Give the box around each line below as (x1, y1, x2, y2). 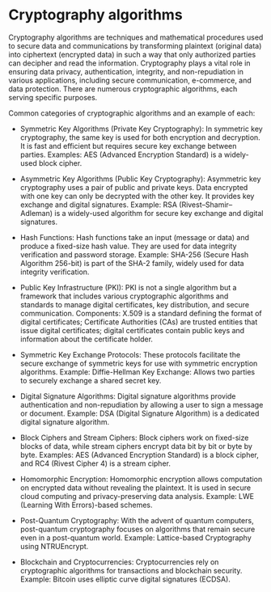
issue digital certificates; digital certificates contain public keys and (19, 325, 245, 335)
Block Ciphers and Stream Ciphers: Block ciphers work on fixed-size (19, 433, 249, 442)
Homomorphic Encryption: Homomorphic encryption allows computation (19, 474, 263, 484)
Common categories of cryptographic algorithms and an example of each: (8, 108, 256, 118)
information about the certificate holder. (19, 334, 154, 344)
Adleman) (19, 208, 53, 218)
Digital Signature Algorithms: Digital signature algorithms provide (19, 391, 236, 401)
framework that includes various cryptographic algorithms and (19, 291, 229, 301)
